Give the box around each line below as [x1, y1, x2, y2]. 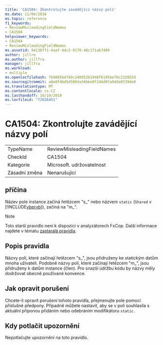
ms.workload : [5, 66, 32, 71]
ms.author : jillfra [5, 57, 45, 62]
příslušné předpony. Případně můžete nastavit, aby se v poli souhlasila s [5, 302, 150, 309]
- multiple [5, 70, 27, 75]
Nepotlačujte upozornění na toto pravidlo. [5, 335, 89, 341]
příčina [5, 186, 27, 194]
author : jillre [5, 52, 36, 57]
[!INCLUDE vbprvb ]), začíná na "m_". [5, 204, 78, 209]
